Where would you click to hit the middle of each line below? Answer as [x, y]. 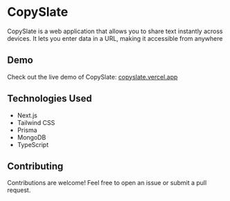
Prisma [27, 130]
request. [19, 190]
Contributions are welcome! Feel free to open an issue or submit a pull [107, 183]
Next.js [27, 115]
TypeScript [33, 144]
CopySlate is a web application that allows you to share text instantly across [115, 31]
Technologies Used [49, 98]
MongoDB [31, 137]
